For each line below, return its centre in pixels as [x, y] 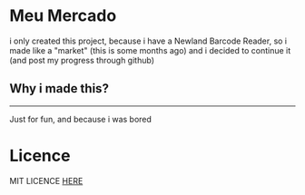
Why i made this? [59, 88]
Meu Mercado [63, 16]
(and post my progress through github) [82, 60]
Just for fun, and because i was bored [81, 119]
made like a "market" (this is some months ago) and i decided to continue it [150, 50]
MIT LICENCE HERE [46, 180]
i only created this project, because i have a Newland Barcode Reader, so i [148, 41]
